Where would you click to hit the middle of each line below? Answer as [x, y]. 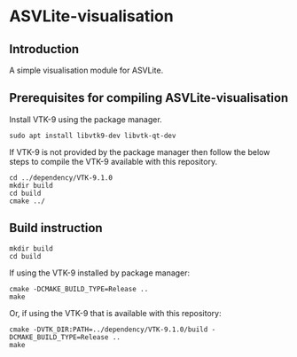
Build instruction [56, 228]
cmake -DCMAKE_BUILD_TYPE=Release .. [79, 289]
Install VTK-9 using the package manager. [86, 119]
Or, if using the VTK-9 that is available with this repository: [115, 313]
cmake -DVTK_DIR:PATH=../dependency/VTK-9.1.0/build [109, 330]
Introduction [44, 49]
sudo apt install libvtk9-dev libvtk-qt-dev [93, 136]
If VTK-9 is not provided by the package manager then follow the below [140, 151]
